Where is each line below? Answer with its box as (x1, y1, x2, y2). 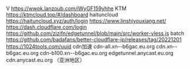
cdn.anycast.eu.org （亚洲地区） (6, 57, 85, 63)
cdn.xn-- (156, 43, 178, 50)
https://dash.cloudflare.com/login (6, 23, 87, 30)
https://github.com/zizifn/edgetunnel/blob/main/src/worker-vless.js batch (6, 30, 185, 37)
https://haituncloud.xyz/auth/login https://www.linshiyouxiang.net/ (6, 18, 167, 24)
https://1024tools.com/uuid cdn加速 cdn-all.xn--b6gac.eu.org (6, 43, 155, 50)
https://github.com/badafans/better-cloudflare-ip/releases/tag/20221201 (6, 36, 182, 43)
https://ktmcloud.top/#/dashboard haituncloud (6, 11, 118, 18)
